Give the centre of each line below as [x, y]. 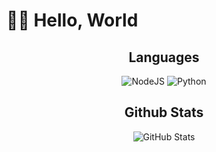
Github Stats [164, 112]
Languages [164, 57]
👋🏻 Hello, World [72, 20]
